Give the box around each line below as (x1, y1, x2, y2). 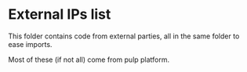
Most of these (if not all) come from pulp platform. (8, 55, 170, 64)
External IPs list (8, 5, 111, 23)
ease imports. (8, 39, 53, 49)
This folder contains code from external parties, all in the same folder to (8, 31, 240, 41)
